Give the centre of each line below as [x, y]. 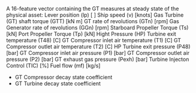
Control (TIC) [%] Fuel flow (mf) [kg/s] [53, 66]
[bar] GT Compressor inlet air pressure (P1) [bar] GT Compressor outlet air [98, 53]
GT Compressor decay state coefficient [64, 77]
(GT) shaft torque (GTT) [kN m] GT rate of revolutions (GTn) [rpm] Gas [93, 21]
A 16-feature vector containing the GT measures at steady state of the [93, 9]
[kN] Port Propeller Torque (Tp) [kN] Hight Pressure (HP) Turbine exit [91, 34]
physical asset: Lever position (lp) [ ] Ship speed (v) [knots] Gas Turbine [95, 15]
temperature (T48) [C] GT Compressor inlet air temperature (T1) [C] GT [94, 40]
